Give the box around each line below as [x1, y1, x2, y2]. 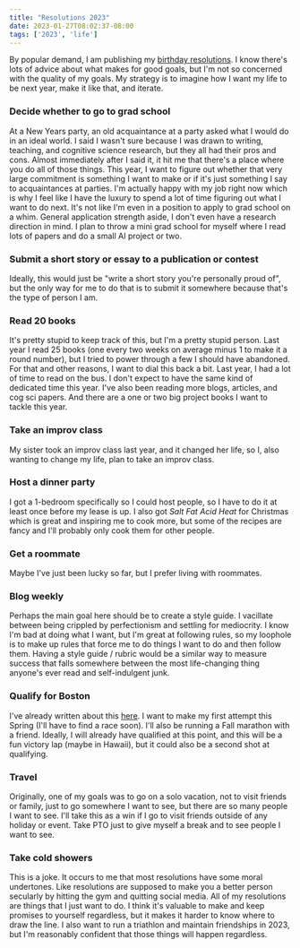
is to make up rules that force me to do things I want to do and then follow [9, 639, 282, 650]
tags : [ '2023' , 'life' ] [9, 30, 99, 39]
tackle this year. [9, 401, 68, 412]
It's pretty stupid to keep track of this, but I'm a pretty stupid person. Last [9, 335, 280, 346]
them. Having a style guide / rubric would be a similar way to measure [9, 649, 267, 659]
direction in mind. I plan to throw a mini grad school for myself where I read [9, 220, 287, 231]
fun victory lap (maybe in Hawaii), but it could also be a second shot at [9, 738, 270, 749]
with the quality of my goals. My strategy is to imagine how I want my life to [9, 73, 287, 84]
